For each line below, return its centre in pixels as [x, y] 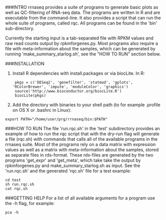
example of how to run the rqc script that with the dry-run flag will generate [83, 134]
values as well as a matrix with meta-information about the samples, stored [82, 150]
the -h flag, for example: [30, 203]
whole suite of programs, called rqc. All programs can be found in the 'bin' [81, 23]
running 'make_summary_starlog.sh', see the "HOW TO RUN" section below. [83, 54]
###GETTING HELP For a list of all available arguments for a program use [80, 198]
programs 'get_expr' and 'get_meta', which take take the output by [73, 160]
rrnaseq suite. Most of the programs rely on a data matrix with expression [81, 144]
